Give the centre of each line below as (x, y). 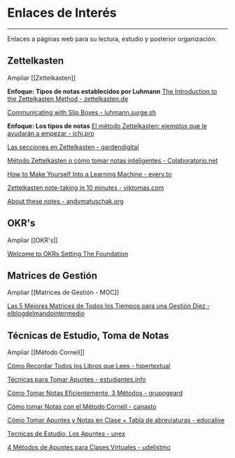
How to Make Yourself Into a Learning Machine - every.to (90, 174)
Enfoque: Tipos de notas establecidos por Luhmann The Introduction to (112, 91)
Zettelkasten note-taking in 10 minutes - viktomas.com (86, 188)
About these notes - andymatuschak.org (65, 201)
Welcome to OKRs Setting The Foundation (68, 254)
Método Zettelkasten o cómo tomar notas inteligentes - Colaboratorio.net (113, 160)
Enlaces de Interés (62, 13)
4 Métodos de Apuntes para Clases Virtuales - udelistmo (89, 447)
